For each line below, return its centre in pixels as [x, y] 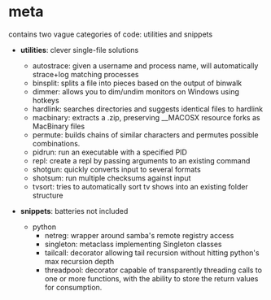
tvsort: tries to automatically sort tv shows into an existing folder [140, 186]
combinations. [56, 143]
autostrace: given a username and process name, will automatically [145, 65]
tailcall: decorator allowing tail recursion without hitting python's [152, 252]
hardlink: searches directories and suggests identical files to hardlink [147, 109]
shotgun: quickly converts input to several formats [116, 169]
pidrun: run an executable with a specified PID [109, 152]
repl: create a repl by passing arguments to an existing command [141, 160]
